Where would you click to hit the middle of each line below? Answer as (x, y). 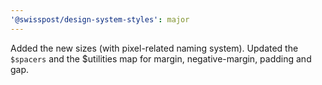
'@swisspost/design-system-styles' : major (100, 19)
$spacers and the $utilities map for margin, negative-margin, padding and (161, 58)
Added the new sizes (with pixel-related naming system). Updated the (154, 48)
